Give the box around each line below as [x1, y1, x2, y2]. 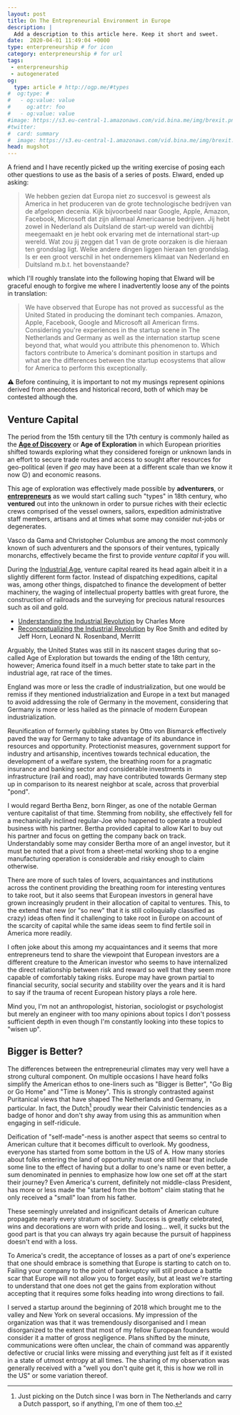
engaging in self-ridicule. [7, 1119, 81, 1127]
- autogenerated [10, 70, 59, 77]
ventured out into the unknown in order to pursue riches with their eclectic [7, 499, 227, 508]
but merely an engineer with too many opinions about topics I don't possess [7, 1009, 231, 1018]
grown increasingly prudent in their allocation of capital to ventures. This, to [7, 898, 231, 907]
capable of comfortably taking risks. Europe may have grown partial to [7, 973, 215, 981]
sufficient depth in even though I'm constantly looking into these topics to [7, 1017, 224, 1026]
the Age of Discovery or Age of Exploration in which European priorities [7, 440, 221, 449]
